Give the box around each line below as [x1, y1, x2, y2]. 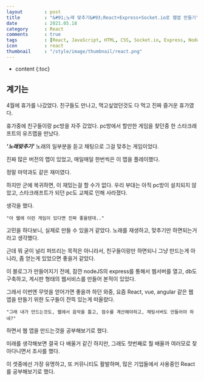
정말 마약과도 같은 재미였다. [6, 168, 72, 176]
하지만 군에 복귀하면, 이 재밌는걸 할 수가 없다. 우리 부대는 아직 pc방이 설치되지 [6, 181, 191, 188]
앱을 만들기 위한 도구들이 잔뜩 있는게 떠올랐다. [6, 295, 115, 303]
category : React [6, 26, 64, 32]
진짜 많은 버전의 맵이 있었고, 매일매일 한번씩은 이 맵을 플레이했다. [6, 156, 160, 163]
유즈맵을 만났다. [22, 129, 60, 137]
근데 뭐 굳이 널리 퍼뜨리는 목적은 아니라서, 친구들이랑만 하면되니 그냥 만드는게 [6, 247, 189, 254]
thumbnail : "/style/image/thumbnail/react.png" [6, 49, 143, 55]
